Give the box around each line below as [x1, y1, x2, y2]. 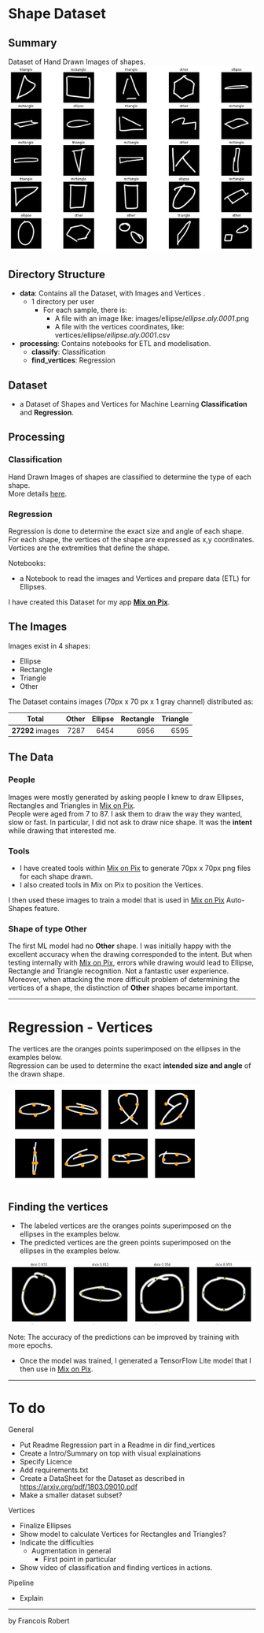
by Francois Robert [8, 1616, 70, 1626]
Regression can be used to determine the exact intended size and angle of [8, 1061, 251, 1070]
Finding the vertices [8, 1200, 108, 1214]
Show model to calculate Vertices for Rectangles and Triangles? [19, 1530, 226, 1539]
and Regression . [19, 407, 75, 418]
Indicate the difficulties [19, 1538, 94, 1547]
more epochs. [8, 1341, 53, 1350]
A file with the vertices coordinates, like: [54, 322, 185, 332]
